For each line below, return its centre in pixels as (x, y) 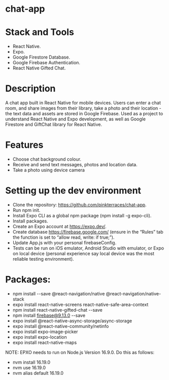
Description (30, 88)
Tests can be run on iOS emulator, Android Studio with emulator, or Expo (88, 248)
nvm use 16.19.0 (29, 367)
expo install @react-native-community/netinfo (61, 326)
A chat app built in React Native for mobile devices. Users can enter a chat (83, 103)
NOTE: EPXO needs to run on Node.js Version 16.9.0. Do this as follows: (80, 352)
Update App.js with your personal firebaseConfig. (64, 242)
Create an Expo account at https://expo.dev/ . (59, 226)
